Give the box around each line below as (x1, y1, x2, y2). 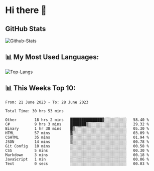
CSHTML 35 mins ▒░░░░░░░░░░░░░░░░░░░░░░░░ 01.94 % (5, 135, 149, 140)
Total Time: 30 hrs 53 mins (5, 108, 64, 113)
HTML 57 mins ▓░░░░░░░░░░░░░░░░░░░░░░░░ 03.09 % (5, 130, 149, 135)
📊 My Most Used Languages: (5, 53, 99, 62)
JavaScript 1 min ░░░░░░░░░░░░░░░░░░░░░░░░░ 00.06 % (5, 156, 149, 162)
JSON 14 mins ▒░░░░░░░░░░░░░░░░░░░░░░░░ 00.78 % (5, 139, 149, 144)
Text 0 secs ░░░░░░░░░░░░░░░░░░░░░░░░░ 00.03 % (5, 161, 149, 166)
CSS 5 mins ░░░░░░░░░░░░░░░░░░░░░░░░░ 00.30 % (5, 148, 149, 153)
